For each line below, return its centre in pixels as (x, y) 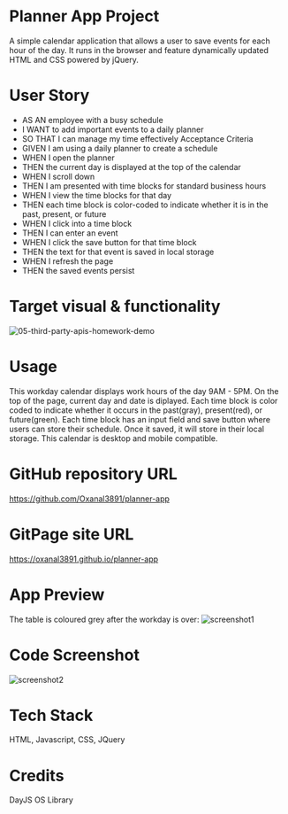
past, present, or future (64, 213)
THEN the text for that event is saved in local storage (118, 252)
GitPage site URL (72, 534)
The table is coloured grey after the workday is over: (104, 619)
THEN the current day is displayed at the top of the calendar (131, 167)
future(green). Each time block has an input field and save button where (140, 419)
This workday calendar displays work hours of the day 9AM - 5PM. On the (144, 391)
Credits (37, 775)
